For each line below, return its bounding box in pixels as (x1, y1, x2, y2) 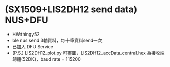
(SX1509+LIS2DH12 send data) (5, 4, 138, 15)
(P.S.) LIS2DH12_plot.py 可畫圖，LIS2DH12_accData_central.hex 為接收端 (12, 50, 165, 56)
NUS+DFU (5, 14, 49, 26)
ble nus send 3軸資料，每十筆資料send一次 (12, 37, 103, 43)
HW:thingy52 (12, 31, 40, 37)
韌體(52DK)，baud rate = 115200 (12, 56, 81, 62)
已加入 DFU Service (12, 43, 54, 49)
